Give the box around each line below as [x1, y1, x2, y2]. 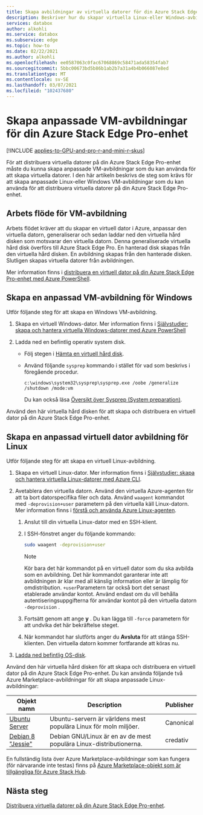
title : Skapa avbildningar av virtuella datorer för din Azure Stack [6, 8, 185, 15]
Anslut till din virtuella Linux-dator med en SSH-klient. [24, 518, 158, 526]
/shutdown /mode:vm [24, 386, 74, 392]
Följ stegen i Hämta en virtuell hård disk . [24, 350, 124, 358]
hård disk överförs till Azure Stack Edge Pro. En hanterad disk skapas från [6, 244, 190, 251]
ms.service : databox [6, 32, 59, 38]
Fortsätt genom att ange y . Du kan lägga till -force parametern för [24, 615, 190, 622]
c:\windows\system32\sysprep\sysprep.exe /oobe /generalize [24, 380, 179, 386]
